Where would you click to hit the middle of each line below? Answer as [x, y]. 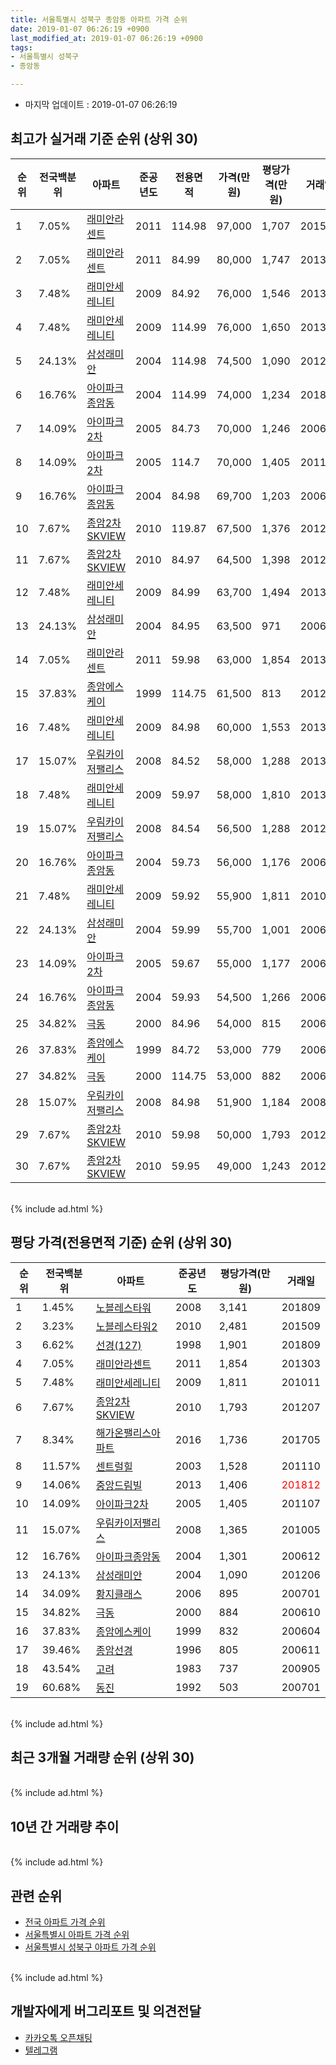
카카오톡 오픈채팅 [58, 2037]
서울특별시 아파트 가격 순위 [77, 1935]
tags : [21, 47]
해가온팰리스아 [128, 1433]
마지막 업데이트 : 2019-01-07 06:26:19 [101, 104]
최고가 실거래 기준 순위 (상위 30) [104, 139]
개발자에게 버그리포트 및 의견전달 [106, 2011]
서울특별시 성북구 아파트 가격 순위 [90, 1947]
